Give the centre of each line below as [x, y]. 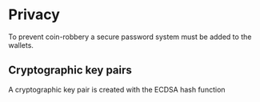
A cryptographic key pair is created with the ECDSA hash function [117, 89]
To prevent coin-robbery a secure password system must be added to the [130, 37]
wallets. [21, 45]
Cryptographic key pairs [70, 71]
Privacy [34, 15]
